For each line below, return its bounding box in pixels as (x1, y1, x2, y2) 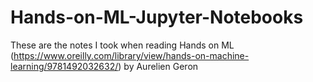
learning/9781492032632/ (10, 60, 119, 72)
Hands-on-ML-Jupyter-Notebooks (10, 6, 304, 29)
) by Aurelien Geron (118, 60, 199, 72)
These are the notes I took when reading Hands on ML (10, 39, 235, 51)
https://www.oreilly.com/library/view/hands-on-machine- (13, 49, 250, 61)
